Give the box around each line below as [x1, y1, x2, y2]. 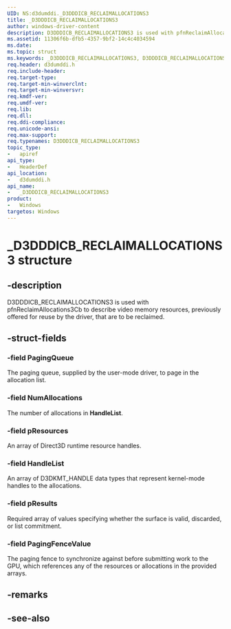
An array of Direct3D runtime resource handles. [7, 441, 142, 450]
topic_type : [7, 144, 41, 151]
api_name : [7, 183, 36, 190]
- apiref [7, 151, 38, 158]
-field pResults [7, 499, 58, 509]
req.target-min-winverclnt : [7, 80, 88, 87]
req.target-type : [7, 74, 57, 81]
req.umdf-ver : [7, 100, 48, 107]
